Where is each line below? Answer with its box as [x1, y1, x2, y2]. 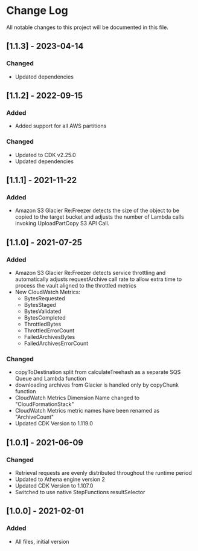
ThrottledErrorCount [24, 327, 74, 334]
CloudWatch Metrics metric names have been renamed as [14, 407, 160, 414]
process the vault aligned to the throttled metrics [14, 282, 137, 289]
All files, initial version [14, 538, 69, 545]
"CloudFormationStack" [14, 401, 74, 408]
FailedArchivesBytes [24, 333, 75, 340]
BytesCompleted [24, 314, 66, 321]
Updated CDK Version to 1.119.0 [14, 420, 94, 427]
